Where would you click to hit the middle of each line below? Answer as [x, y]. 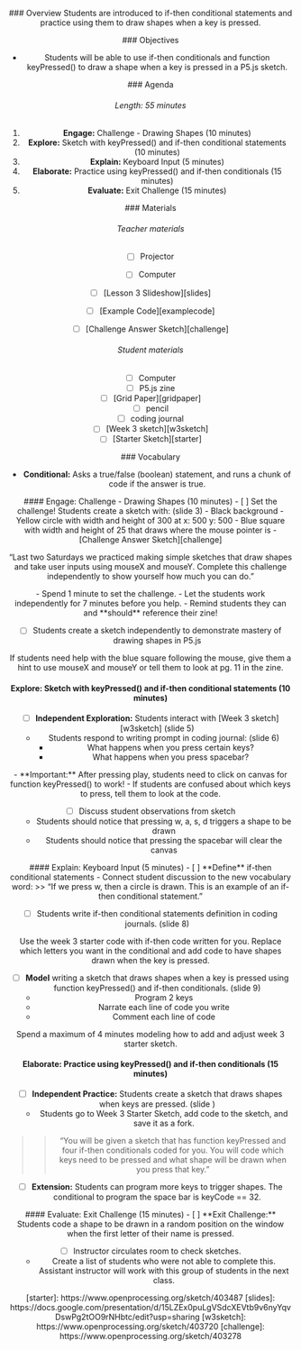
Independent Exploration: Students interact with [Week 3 [142, 718]
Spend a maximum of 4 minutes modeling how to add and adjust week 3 [150, 1034]
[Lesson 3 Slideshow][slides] [157, 293]
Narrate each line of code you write [164, 1007]
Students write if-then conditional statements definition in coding [157, 913]
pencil [157, 408]
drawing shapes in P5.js [157, 641]
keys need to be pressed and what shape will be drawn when [173, 1160]
